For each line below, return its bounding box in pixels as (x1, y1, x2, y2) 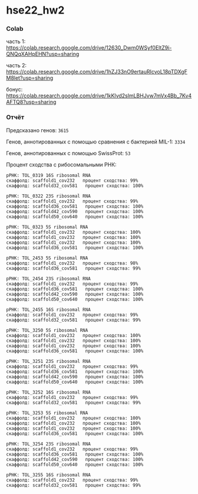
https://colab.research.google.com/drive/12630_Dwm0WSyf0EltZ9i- (6, 44, 172, 51)
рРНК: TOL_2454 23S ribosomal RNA (6, 276, 91, 282)
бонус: (6, 86, 23, 93)
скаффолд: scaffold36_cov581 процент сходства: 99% (6, 265, 141, 271)
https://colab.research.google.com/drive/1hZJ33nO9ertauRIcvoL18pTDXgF (6, 68, 187, 76)
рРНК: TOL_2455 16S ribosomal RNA (6, 306, 91, 313)
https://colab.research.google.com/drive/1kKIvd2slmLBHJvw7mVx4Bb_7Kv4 (6, 92, 192, 99)
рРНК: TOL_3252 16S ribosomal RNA (6, 389, 91, 395)
